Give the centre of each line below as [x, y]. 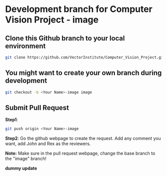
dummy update [21, 169]
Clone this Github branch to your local [65, 38]
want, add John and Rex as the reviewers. [48, 144]
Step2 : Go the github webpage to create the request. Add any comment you [83, 139]
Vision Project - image [52, 20]
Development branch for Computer [79, 9]
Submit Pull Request [37, 107]
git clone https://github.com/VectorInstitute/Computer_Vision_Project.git [85, 57]
